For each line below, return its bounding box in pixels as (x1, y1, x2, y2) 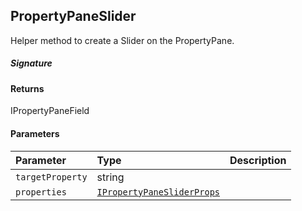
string (96, 170, 125, 184)
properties (15, 186, 67, 198)
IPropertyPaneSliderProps (96, 186, 220, 198)
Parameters (10, 127, 60, 139)
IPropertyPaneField (10, 105, 90, 117)
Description (229, 153, 287, 167)
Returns (10, 82, 45, 94)
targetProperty (15, 171, 88, 183)
